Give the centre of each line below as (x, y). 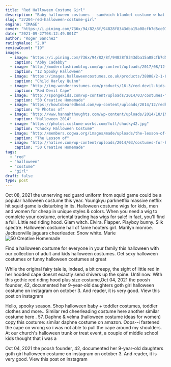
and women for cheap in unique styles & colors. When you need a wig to (81, 212)
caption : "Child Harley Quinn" (48, 81)
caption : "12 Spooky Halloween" (49, 72)
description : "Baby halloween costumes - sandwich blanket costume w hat (85, 15)
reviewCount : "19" (25, 48)
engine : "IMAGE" (22, 24)
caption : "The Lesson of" (42, 138)
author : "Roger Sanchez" (32, 39)
